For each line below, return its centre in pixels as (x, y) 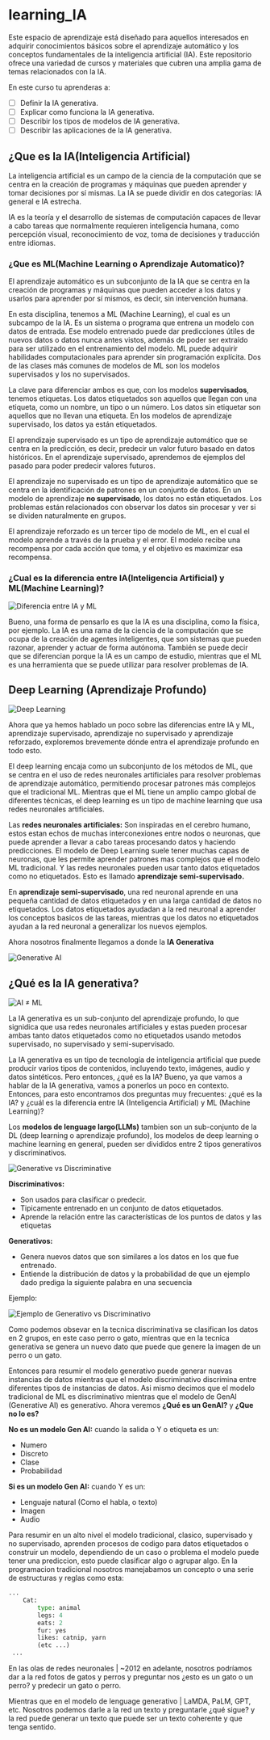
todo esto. (25, 751)
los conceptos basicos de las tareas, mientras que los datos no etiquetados (134, 918)
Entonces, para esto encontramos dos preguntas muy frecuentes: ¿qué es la (135, 1094)
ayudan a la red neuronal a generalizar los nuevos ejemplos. (108, 926)
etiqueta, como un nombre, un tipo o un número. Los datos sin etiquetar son (135, 407)
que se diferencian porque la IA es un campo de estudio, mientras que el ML (135, 655)
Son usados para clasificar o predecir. (83, 1200)
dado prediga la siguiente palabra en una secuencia (106, 1283)
